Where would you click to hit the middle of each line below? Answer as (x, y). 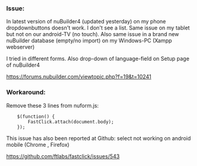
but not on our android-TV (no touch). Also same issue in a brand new (92, 34)
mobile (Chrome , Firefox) (38, 144)
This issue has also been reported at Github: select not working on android (98, 138)
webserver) (20, 47)
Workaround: (26, 93)
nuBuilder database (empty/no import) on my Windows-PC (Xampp (89, 41)
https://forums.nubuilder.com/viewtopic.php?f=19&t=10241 (79, 77)
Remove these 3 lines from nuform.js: (53, 105)
